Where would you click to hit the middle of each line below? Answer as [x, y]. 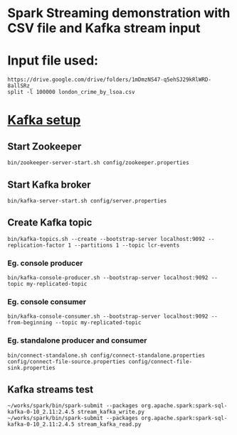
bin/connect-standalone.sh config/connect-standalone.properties [106, 355]
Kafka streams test [51, 390]
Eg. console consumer [47, 301]
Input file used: [53, 61]
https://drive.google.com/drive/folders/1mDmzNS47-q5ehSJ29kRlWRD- [110, 80]
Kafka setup [44, 120]
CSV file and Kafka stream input [104, 28]
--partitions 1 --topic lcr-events [127, 245]
